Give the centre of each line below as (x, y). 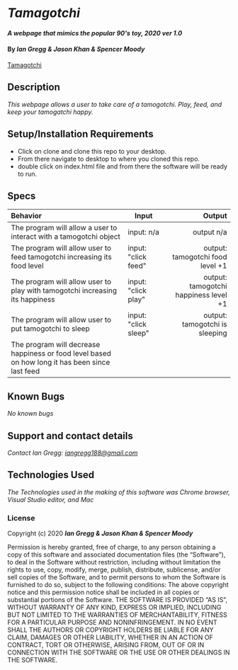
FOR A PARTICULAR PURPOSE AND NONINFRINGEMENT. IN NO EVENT (112, 623)
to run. (27, 174)
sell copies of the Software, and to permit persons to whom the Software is (117, 577)
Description (34, 87)
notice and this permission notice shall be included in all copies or (103, 592)
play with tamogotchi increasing (64, 290)
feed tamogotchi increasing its (61, 257)
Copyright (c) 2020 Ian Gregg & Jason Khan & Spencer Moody (100, 533)
